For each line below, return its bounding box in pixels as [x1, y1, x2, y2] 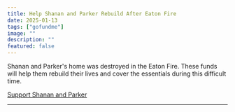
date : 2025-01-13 [7, 17, 58, 24]
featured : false [7, 43, 55, 50]
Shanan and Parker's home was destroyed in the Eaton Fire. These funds [7, 62, 218, 70]
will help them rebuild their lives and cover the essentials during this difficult [7, 69, 227, 78]
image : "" [7, 29, 36, 37]
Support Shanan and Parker [7, 90, 87, 99]
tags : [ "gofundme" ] [7, 23, 64, 30]
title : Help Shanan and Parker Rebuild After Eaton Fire [7, 10, 177, 17]
